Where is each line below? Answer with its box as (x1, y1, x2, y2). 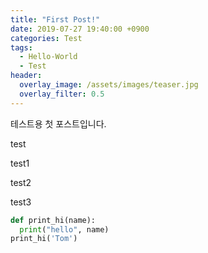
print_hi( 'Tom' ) (10, 234, 78, 244)
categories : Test (10, 33, 83, 43)
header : (10, 71, 43, 81)
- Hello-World (19, 52, 78, 62)
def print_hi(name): (10, 215, 97, 225)
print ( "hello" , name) (19, 224, 110, 235)
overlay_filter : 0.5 (19, 89, 105, 99)
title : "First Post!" (10, 14, 101, 25)
